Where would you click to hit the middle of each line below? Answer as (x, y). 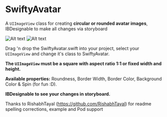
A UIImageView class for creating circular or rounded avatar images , (77, 23)
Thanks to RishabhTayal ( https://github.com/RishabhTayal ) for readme (78, 104)
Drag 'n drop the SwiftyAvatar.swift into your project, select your (72, 48)
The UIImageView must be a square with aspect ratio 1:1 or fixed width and (83, 63)
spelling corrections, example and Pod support (54, 109)
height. (13, 69)
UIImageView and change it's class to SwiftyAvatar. (58, 54)
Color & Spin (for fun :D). (31, 84)
